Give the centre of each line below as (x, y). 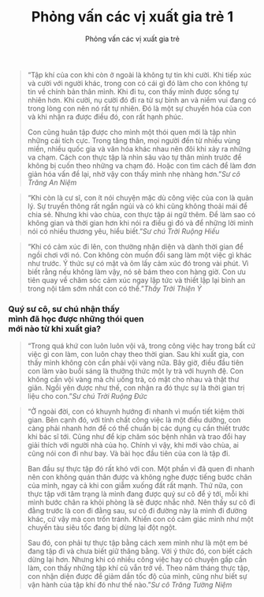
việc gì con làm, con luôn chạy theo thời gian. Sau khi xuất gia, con (136, 355)
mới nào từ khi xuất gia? (54, 329)
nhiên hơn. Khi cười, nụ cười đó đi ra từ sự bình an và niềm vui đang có (142, 99)
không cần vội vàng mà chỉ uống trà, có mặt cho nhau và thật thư (133, 380)
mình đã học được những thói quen (76, 318)
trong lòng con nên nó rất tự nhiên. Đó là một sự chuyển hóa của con (139, 108)
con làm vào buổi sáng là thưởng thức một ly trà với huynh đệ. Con (136, 371)
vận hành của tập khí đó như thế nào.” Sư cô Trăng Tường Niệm (130, 585)
